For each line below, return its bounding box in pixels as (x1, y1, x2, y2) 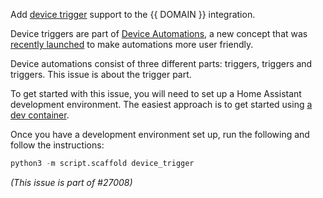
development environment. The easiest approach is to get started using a (10, 99, 313, 110)
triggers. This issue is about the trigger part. (10, 69, 192, 80)
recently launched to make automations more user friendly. (10, 39, 254, 50)
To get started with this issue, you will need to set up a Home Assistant (10, 88, 302, 99)
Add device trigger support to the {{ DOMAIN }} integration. (10, 9, 256, 20)
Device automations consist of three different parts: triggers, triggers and (10, 58, 313, 69)
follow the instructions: (10, 139, 105, 151)
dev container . (10, 109, 70, 121)
